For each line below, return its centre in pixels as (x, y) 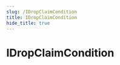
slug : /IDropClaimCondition (42, 12)
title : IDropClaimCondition (42, 17)
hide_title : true (28, 23)
